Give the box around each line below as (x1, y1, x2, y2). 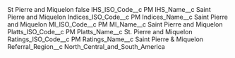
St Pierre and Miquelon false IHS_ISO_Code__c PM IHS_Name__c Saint (7, 6, 211, 13)
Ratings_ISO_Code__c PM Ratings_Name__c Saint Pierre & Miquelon (7, 35, 203, 43)
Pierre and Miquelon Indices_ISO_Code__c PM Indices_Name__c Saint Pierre (7, 13, 228, 21)
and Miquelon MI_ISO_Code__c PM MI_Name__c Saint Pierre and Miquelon (7, 20, 223, 29)
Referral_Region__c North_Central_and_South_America (7, 43, 166, 50)
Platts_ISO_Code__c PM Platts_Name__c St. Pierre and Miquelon (7, 28, 193, 36)
